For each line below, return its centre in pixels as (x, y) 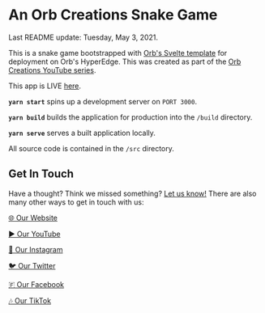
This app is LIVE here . (45, 86)
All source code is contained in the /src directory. (91, 148)
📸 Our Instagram (36, 249)
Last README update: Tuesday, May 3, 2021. (83, 37)
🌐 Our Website (33, 218)
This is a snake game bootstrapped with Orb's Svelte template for (118, 53)
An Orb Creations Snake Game (113, 15)
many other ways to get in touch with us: (76, 202)
